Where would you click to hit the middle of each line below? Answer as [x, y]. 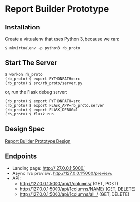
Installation [23, 27]
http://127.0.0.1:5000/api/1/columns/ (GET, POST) [69, 184]
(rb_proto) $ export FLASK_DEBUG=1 [42, 110]
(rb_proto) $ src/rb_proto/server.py [44, 83]
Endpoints [21, 157]
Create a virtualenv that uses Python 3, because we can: [62, 39]
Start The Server [31, 63]
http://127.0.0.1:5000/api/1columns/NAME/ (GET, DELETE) [78, 189]
